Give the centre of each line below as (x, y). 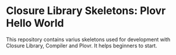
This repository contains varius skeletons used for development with (88, 39)
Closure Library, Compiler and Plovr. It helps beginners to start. (82, 46)
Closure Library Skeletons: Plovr (86, 11)
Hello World (35, 23)
